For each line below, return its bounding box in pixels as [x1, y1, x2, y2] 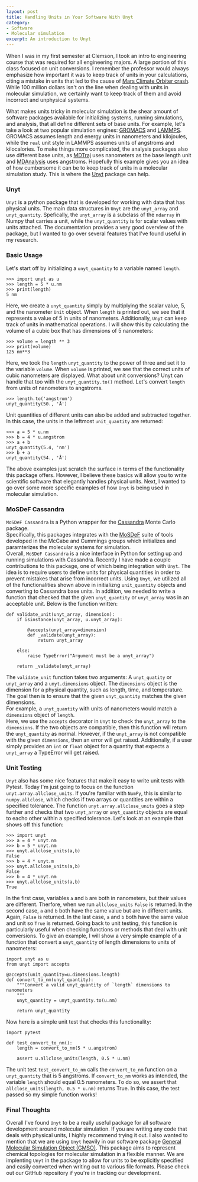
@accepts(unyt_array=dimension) [27, 627, 108, 633]
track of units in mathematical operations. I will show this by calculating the [6, 320, 189, 328]
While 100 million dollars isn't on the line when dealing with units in [6, 84, 168, 90]
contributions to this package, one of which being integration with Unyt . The [6, 562, 191, 569]
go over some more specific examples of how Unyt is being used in [6, 484, 170, 491]
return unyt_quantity [17, 1008, 70, 1014]
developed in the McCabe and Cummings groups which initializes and [6, 537, 176, 544]
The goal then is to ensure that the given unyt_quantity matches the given [6, 692, 187, 699]
